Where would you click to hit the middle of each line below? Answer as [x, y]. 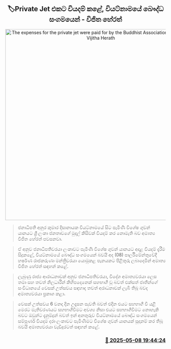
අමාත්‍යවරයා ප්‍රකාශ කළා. [41, 293]
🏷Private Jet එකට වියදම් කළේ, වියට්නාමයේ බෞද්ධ [85, 9]
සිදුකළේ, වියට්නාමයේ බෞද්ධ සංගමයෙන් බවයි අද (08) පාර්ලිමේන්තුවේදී [87, 255]
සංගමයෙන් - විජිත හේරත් [85, 20]
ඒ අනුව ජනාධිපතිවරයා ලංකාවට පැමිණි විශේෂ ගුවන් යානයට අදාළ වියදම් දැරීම [91, 249]
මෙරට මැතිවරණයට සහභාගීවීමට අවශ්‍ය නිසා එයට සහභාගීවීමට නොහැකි [88, 309]
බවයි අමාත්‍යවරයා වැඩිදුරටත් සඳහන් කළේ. [59, 327]
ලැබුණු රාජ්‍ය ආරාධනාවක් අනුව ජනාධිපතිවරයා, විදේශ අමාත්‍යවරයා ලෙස [87, 276]
